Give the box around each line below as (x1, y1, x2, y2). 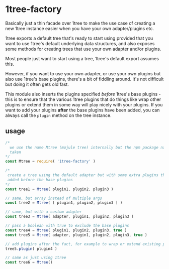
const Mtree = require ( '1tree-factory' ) (5, 159, 96, 164)
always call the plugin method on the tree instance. (5, 112, 112, 118)
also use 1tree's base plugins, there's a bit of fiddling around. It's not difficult (5, 76, 164, 82)
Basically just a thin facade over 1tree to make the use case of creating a (5, 20, 155, 26)
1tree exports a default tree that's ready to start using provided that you (5, 35, 153, 41)
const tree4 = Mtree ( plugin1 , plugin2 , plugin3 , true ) (5, 227, 127, 233)
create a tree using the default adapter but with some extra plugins (7, 173, 158, 178)
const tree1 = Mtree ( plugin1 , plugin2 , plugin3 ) (5, 187, 114, 192)
